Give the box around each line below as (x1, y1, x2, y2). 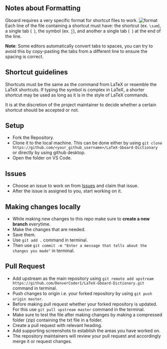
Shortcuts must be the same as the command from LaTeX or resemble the (5, 81, 157, 87)
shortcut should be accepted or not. (5, 107, 79, 113)
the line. (5, 33, 22, 39)
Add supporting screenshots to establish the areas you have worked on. (12, 327, 161, 333)
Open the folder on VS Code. (12, 155, 72, 161)
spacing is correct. (5, 53, 44, 59)
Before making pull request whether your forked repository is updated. (12, 301, 158, 307)
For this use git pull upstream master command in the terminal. (12, 306, 145, 312)
